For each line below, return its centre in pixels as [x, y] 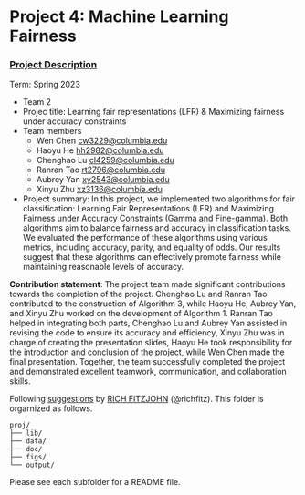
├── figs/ [28, 458]
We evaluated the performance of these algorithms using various [145, 238]
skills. [20, 381]
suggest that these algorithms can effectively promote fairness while [152, 257]
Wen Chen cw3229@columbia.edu [102, 141]
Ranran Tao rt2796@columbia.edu [101, 170]
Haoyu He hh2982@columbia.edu [100, 150]
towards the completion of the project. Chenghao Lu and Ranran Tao [138, 294]
